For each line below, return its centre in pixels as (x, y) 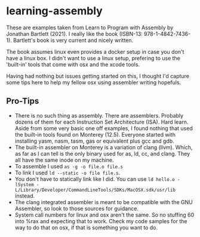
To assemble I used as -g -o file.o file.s (69, 166)
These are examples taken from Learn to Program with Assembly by (90, 27)
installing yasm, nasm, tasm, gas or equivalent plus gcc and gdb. (94, 141)
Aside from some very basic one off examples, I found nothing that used (104, 128)
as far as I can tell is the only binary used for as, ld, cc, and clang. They (102, 153)
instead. (25, 196)
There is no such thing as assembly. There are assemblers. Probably (99, 115)
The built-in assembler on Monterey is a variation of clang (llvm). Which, (104, 147)
